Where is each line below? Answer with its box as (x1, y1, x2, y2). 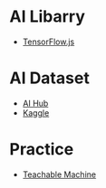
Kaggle (22, 107, 50, 118)
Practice (9, 139, 74, 160)
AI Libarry (9, 6, 86, 27)
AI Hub (22, 98, 49, 108)
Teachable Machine (22, 169, 97, 180)
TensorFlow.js (22, 36, 75, 47)
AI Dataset (9, 68, 91, 89)
